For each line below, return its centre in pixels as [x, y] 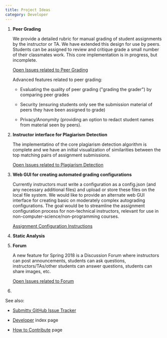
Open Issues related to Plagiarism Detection [58, 164]
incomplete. [25, 60]
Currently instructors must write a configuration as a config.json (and [84, 184]
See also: [15, 300]
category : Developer [27, 15]
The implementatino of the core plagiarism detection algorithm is [79, 144]
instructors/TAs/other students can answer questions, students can [82, 266]
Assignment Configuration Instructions [53, 226]
